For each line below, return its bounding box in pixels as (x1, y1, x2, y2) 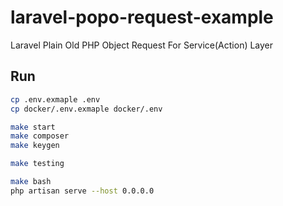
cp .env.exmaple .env (10, 94, 101, 105)
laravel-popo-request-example (10, 6, 274, 29)
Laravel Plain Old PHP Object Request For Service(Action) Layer (10, 39, 274, 51)
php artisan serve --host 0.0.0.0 (10, 186, 155, 196)
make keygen (10, 141, 60, 151)
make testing (10, 159, 65, 169)
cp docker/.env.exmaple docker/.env (10, 104, 163, 114)
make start (10, 122, 56, 132)
